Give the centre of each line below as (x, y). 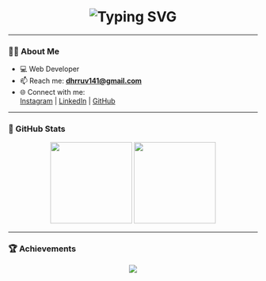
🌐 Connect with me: (52, 92)
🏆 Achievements (42, 249)
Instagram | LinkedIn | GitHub (68, 101)
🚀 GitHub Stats (37, 129)
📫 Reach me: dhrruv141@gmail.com (81, 81)
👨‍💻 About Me (34, 51)
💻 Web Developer (49, 69)
